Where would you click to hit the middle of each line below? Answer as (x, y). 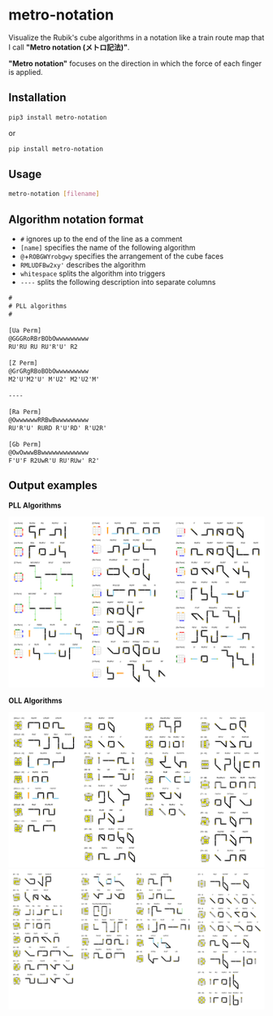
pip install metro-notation (56, 149)
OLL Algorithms (35, 700)
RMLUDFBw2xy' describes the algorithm (83, 265)
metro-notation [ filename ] (54, 194)
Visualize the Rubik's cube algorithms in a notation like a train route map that (136, 37)
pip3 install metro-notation (58, 117)
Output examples (53, 486)
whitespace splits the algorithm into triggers (93, 273)
